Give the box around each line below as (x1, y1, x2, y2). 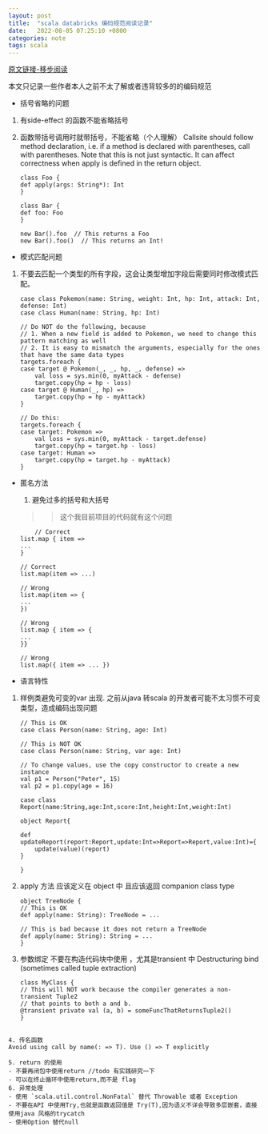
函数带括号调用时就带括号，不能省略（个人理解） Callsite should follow (19, 133, 254, 142)
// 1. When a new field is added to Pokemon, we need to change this (19, 330, 258, 339)
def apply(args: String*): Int (19, 181, 125, 189)
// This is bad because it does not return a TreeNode (19, 925, 207, 933)
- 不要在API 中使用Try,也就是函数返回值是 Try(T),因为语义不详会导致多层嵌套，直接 (8, 1101, 258, 1109)
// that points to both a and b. (19, 1000, 132, 1008)
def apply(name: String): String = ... (19, 932, 154, 940)
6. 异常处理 (8, 1084, 44, 1092)
